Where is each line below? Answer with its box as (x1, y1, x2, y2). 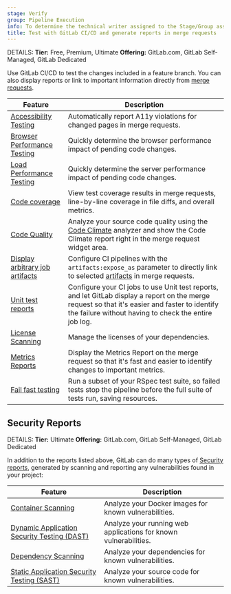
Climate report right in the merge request (67, 234, 200, 244)
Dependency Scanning (10, 551, 85, 561)
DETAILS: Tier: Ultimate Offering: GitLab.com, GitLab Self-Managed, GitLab (7, 435, 222, 444)
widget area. (67, 243, 109, 253)
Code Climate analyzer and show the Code (67, 226, 206, 235)
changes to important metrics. (67, 365, 165, 375)
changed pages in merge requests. (67, 120, 181, 130)
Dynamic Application (10, 523, 78, 533)
